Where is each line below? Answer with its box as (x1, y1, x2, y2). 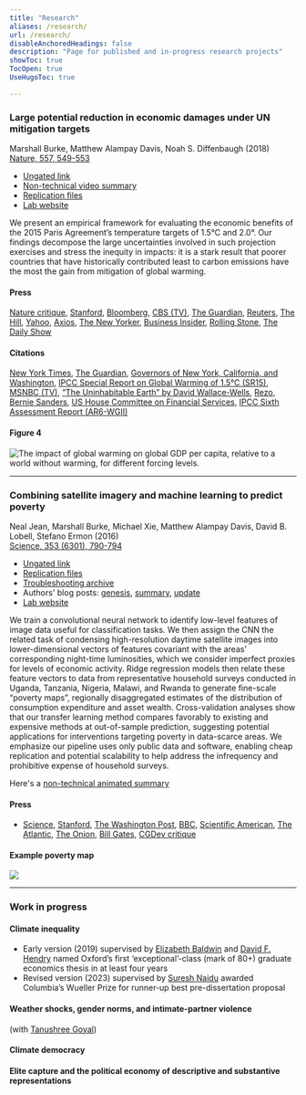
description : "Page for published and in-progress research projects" (9, 47, 283, 57)
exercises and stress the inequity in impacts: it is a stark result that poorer (9, 247, 287, 258)
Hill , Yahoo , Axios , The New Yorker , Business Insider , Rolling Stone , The (9, 317, 279, 328)
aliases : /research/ (9, 22, 88, 31)
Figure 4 (9, 427, 43, 438)
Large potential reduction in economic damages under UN (9, 111, 270, 123)
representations (9, 1075, 72, 1086)
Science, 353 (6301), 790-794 (9, 540, 123, 551)
